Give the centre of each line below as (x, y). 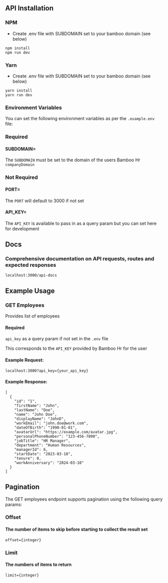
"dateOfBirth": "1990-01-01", (46, 427)
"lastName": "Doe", (35, 410)
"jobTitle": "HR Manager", (42, 441)
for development (22, 229)
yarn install (19, 90)
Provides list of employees (33, 316)
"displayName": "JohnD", (40, 419)
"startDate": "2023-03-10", (43, 454)
